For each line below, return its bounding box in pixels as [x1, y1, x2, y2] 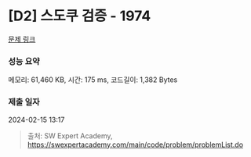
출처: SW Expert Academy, [27, 130, 113, 141]
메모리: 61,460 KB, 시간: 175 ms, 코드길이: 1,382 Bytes [8, 75, 178, 84]
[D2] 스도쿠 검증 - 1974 [8, 7, 151, 25]
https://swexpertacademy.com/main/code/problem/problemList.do [27, 140, 244, 149]
